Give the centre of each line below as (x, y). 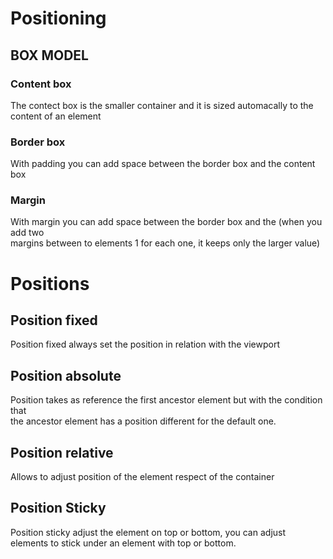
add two (27, 233)
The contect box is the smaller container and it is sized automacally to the (162, 105)
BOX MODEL (49, 55)
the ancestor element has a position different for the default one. (143, 421)
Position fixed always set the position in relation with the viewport (145, 344)
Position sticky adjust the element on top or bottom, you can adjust (148, 532)
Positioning (58, 18)
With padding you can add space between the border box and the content (163, 164)
